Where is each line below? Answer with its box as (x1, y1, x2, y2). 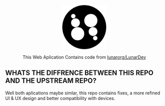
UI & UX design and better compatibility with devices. (5, 95, 115, 101)
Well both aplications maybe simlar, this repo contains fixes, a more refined (5, 90, 160, 96)
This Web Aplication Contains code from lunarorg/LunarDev (22, 54, 146, 60)
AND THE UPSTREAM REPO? (5, 76, 97, 85)
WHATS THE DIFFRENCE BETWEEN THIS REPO (5, 69, 154, 77)
